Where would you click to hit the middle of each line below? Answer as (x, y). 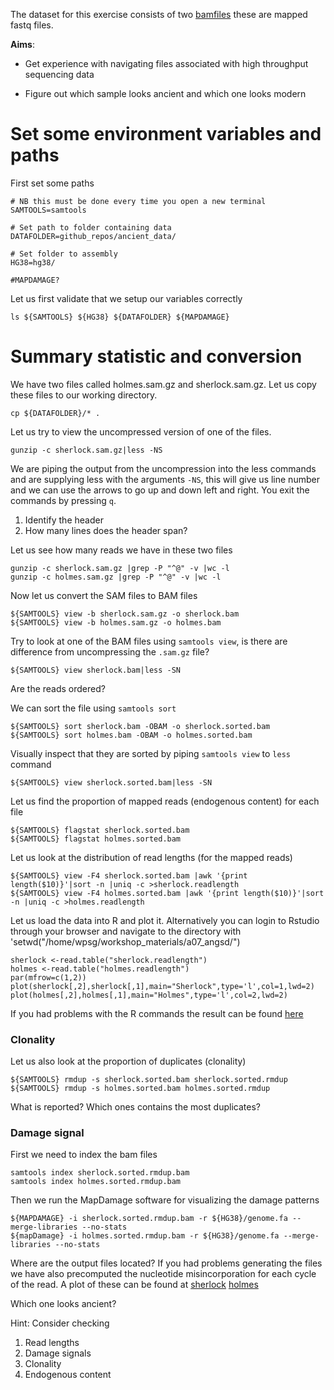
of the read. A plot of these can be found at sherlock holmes (134, 1285)
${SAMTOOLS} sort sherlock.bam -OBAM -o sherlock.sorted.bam (140, 726)
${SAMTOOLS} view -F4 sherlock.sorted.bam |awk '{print (129, 875)
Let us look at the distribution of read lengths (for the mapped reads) (151, 857)
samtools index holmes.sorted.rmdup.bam (96, 1182)
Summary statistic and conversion (156, 356)
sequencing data (59, 74)
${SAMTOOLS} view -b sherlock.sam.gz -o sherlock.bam (125, 614)
